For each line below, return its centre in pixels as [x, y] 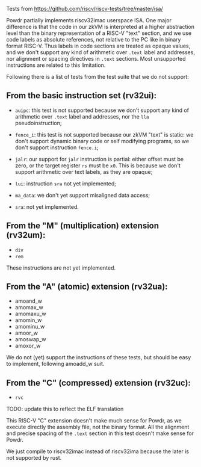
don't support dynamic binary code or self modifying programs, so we [102, 141]
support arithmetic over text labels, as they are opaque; [84, 172]
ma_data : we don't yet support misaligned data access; [82, 195]
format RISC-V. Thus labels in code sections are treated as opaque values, [98, 46]
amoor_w [26, 333]
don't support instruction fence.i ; [57, 147]
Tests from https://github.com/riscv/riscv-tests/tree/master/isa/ [85, 9]
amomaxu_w [30, 314]
